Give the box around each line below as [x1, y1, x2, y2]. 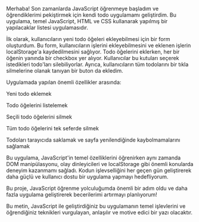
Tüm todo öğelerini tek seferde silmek [6, 125, 99, 132]
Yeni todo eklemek [6, 90, 52, 97]
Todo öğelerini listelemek [6, 102, 68, 109]
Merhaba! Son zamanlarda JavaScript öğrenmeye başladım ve [6, 5, 159, 12]
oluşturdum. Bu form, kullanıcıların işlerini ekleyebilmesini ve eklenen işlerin [6, 42, 191, 49]
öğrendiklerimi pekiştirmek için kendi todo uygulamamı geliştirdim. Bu [6, 11, 177, 18]
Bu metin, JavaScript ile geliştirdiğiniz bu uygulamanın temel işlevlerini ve [6, 202, 186, 210]
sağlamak [6, 143, 30, 149]
